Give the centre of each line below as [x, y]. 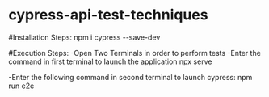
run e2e [21, 86]
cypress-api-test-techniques [108, 15]
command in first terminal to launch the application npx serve [110, 61]
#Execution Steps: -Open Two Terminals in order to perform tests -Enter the [134, 53]
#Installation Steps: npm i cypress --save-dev [84, 37]
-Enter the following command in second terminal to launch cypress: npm [130, 77]
